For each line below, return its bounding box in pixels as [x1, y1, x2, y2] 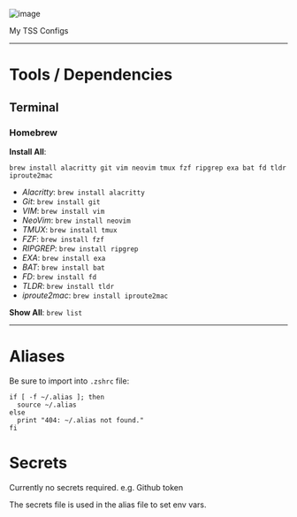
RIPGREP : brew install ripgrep [21, 243, 139, 254]
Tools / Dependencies [9, 65, 173, 85]
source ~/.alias [17, 400, 77, 409]
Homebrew [9, 126, 57, 139]
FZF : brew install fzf [21, 233, 104, 244]
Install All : [9, 146, 47, 156]
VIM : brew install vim [21, 205, 105, 216]
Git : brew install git [21, 195, 101, 207]
